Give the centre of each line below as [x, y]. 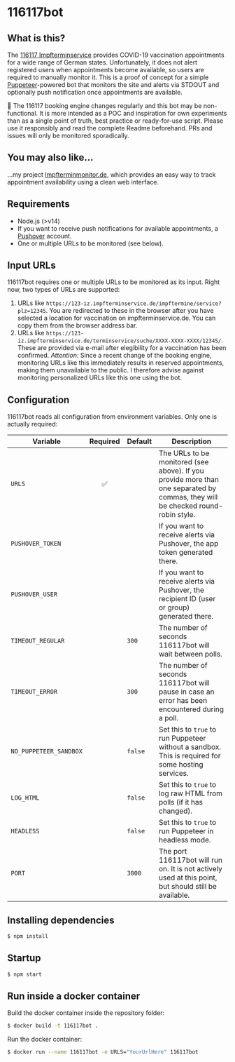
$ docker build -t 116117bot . [53, 1026]
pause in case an [186, 692]
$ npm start [24, 974]
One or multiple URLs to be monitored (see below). [91, 243]
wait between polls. [190, 654]
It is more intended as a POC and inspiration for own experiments [133, 113]
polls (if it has [181, 802]
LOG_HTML [25, 798]
